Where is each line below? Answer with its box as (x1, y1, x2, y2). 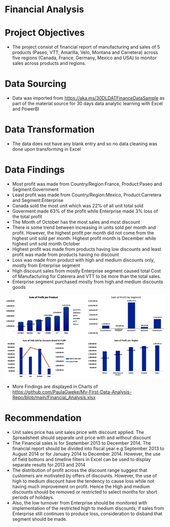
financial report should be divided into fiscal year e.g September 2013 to (12, 446, 164, 452)
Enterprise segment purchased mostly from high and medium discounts (12, 279, 163, 285)
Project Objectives (5, 27, 85, 39)
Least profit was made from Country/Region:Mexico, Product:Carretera (12, 192, 162, 198)
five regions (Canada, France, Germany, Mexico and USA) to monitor (12, 55, 157, 61)
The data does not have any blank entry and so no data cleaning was (12, 141, 158, 147)
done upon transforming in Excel (12, 146, 81, 152)
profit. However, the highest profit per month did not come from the (12, 230, 154, 236)
